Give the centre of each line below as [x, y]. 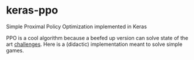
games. [15, 50]
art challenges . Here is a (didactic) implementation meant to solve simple [94, 44]
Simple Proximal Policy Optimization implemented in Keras [76, 26]
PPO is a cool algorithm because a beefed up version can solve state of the [97, 38]
